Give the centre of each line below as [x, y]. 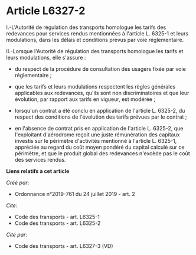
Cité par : [17, 234]
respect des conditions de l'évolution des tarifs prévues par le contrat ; [101, 117]
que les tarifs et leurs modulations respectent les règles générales [95, 86]
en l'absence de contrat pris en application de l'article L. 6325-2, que [99, 128]
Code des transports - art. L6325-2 [58, 223]
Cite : [12, 205]
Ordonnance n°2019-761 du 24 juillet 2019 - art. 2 [75, 194]
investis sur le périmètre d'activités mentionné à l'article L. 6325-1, [96, 140]
